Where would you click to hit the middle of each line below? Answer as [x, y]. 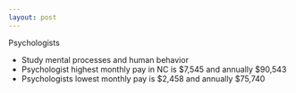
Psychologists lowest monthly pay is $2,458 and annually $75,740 [143, 78]
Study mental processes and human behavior [105, 59]
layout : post [33, 17]
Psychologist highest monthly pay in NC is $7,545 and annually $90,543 [154, 69]
